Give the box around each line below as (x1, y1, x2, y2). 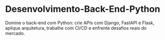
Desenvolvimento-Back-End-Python (5, 3, 160, 15)
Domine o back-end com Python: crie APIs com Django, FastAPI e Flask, (5, 20, 154, 26)
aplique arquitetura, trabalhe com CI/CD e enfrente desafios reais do (5, 25, 147, 31)
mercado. (5, 30, 25, 36)
